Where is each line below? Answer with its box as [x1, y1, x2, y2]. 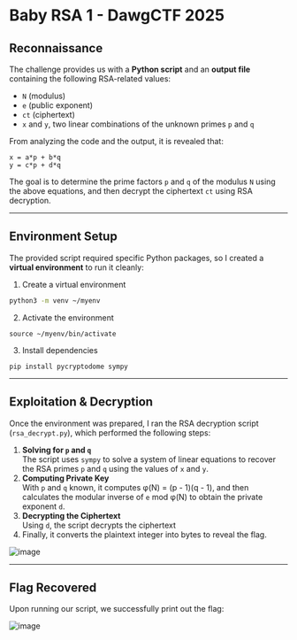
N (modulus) [21, 90, 66, 101]
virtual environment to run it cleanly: [9, 262, 144, 273]
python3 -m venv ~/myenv [9, 296, 101, 305]
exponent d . [21, 501, 65, 512]
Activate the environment [21, 312, 115, 323]
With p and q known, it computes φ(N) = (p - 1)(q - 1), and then [21, 482, 249, 492]
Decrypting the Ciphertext [21, 510, 121, 520]
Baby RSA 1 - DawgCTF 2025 [9, 5, 225, 26]
